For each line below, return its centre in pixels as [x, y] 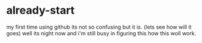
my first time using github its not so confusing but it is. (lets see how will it [99, 27]
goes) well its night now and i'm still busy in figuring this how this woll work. [101, 33]
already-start [40, 10]
